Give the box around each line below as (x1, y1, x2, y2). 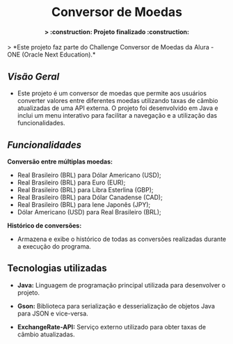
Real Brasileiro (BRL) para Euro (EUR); (17, 178, 126, 187)
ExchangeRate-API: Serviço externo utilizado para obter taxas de (17, 322, 207, 331)
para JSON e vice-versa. (17, 309, 88, 318)
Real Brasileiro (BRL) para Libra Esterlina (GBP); (17, 186, 154, 194)
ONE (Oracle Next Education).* (7, 50, 96, 59)
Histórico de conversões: (7, 221, 82, 230)
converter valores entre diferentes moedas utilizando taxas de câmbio (17, 97, 218, 105)
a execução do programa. (17, 242, 92, 251)
